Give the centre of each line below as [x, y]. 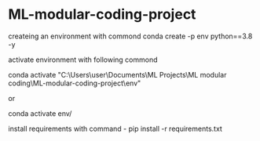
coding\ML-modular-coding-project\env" [75, 83]
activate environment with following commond [83, 60]
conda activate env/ [40, 113]
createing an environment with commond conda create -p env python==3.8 [130, 36]
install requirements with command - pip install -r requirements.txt [115, 128]
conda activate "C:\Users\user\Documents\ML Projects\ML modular [117, 74]
